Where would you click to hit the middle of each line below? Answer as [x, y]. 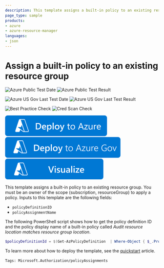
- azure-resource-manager [31, 31]
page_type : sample [24, 15]
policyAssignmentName [34, 212]
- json [12, 41]
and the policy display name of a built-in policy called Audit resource [74, 227]
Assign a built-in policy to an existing [82, 66]
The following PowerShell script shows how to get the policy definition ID [79, 221]
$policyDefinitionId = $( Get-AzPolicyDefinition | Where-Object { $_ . [79, 241]
